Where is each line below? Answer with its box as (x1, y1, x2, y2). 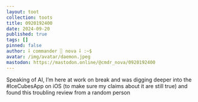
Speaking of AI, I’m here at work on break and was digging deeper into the (6, 76, 192, 83)
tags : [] (6, 37, 28, 43)
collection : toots (6, 14, 53, 21)
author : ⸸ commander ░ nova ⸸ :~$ (6, 48, 92, 54)
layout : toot (6, 8, 39, 15)
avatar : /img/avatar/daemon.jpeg (6, 54, 91, 60)
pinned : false (6, 43, 42, 49)
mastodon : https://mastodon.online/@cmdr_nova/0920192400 (6, 59, 156, 65)
